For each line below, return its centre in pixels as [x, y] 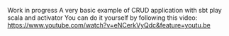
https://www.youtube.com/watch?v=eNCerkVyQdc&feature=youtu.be [109, 25]
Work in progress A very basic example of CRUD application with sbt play [114, 10]
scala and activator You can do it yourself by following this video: [102, 18]
